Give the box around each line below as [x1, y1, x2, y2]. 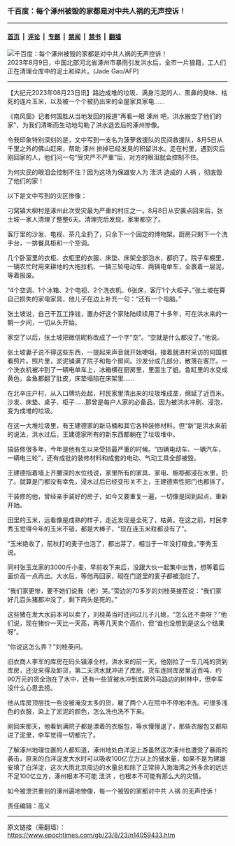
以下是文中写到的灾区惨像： [7, 191, 87, 200]
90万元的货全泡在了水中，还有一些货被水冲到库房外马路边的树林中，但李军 [7, 675, 224, 683]
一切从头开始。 [37, 318, 81, 327]
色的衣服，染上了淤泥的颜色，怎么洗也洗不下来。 [7, 707, 148, 715]
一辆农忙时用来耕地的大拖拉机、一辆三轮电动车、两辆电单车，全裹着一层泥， [7, 262, 228, 271]
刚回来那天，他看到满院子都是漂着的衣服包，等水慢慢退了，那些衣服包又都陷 [7, 722, 228, 730]
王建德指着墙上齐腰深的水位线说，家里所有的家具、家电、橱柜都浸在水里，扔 [7, 468, 228, 477]
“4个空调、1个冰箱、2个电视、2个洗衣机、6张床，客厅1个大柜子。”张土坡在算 [7, 285, 226, 294]
